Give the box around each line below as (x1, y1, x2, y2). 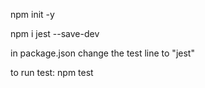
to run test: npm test (10, 67, 94, 78)
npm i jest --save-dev (10, 28, 100, 39)
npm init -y (10, 9, 55, 20)
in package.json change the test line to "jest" (10, 47, 195, 59)
